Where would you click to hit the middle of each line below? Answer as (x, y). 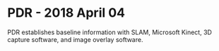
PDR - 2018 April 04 (66, 13)
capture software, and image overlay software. (75, 39)
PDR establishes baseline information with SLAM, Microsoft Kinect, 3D (109, 32)
